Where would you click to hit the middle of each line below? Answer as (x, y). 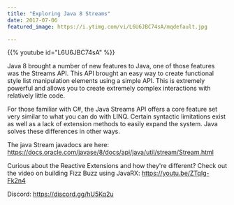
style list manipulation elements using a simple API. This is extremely (106, 81)
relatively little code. (36, 96)
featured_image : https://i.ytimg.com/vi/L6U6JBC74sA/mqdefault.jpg (108, 26)
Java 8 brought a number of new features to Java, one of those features (111, 66)
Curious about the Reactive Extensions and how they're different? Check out (117, 166)
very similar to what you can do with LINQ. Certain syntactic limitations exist (116, 116)
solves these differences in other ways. (64, 131)
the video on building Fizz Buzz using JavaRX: (74, 173)
